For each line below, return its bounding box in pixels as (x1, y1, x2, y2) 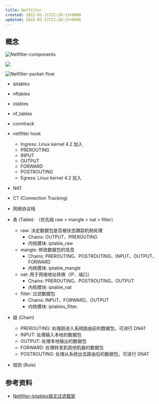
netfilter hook (12, 130, 41, 137)
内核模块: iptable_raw (28, 240, 73, 246)
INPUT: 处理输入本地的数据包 (20, 332, 82, 338)
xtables (12, 101, 29, 107)
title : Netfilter (5, 7, 42, 13)
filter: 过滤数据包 (20, 291, 55, 297)
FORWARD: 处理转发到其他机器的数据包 (20, 344, 104, 351)
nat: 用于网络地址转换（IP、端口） (20, 272, 92, 278)
